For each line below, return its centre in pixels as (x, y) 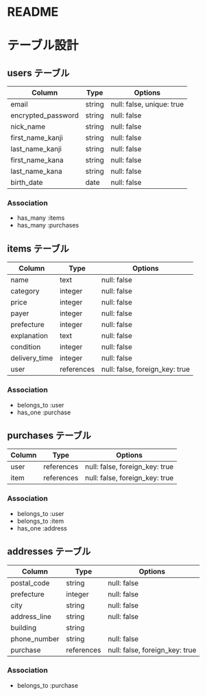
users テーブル (38, 73)
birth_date (27, 183)
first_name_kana (37, 160)
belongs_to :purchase (48, 685)
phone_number (35, 638)
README (33, 12)
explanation (29, 336)
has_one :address (42, 528)
